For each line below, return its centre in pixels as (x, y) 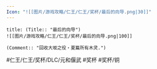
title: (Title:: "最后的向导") (44, 30)
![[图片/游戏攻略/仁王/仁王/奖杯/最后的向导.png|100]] (69, 36)
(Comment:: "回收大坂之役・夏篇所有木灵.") (56, 48)
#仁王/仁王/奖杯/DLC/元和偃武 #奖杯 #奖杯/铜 (63, 60)
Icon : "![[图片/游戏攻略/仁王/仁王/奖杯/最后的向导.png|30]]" (79, 12)
